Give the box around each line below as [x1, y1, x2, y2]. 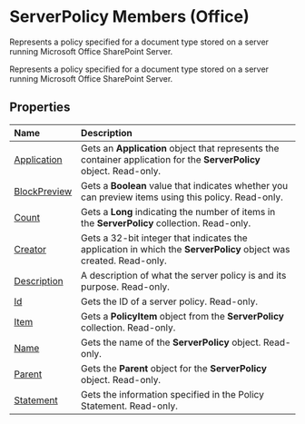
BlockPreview [14, 184, 73, 197]
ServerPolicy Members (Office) [9, 6, 250, 27]
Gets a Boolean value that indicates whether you [80, 179, 289, 192]
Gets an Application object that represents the [80, 142, 280, 154]
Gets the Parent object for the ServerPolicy [80, 361, 268, 374]
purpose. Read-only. [80, 280, 171, 292]
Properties [9, 100, 71, 115]
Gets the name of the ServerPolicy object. [80, 336, 261, 349]
